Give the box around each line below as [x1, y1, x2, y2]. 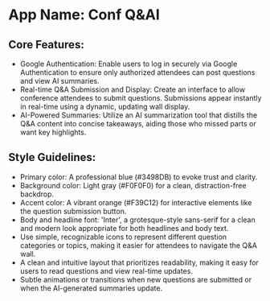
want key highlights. [19, 127, 87, 137]
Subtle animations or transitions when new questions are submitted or [19, 274, 252, 284]
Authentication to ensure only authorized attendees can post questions [19, 68, 256, 77]
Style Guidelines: [8, 150, 96, 164]
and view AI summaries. [19, 76, 100, 85]
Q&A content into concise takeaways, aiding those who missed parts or [19, 119, 256, 128]
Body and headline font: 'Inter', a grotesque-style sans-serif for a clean [19, 215, 256, 225]
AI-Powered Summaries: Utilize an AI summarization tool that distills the [19, 110, 258, 120]
